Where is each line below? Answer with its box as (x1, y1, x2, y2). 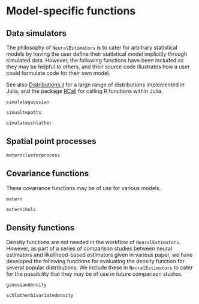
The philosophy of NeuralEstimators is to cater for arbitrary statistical (6, 44, 178, 51)
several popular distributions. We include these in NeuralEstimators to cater (6, 264, 193, 271)
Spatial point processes (6, 136, 97, 146)
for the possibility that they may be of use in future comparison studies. (6, 270, 183, 278)
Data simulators (6, 28, 67, 38)
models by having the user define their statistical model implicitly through (6, 50, 188, 58)
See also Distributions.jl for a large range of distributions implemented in (6, 81, 185, 88)
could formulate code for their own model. (6, 70, 111, 76)
